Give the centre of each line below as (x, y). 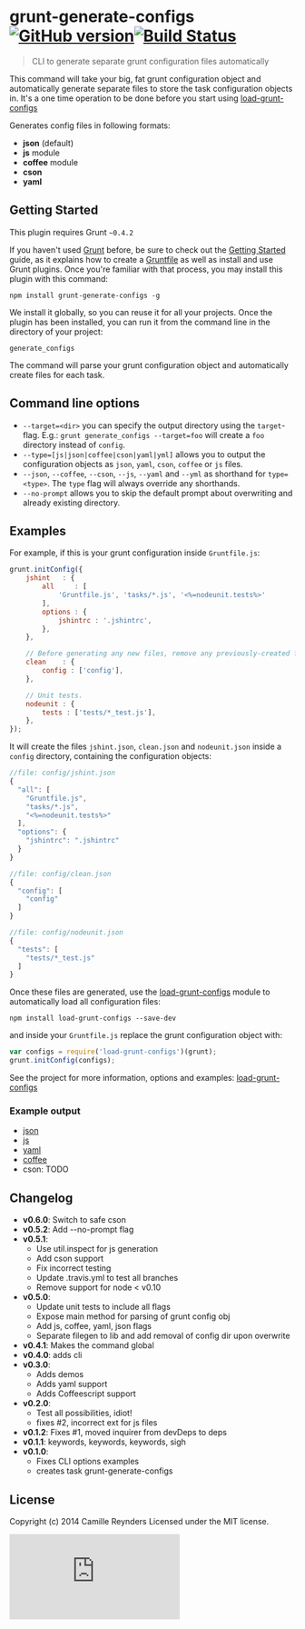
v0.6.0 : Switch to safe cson (74, 1220)
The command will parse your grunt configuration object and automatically (149, 365)
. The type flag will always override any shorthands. (143, 483)
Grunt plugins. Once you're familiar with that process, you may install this (146, 269)
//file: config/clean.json (60, 874)
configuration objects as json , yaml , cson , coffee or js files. (133, 464)
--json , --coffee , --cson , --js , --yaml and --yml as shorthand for (144, 474)
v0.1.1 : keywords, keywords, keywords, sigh (104, 1442)
